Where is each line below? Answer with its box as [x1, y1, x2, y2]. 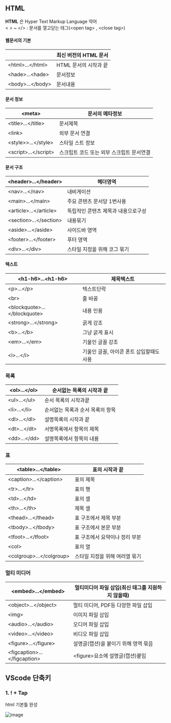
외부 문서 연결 [59, 130, 91, 137]
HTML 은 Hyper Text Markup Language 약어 [5, 18, 97, 25]
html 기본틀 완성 [5, 702, 38, 708]
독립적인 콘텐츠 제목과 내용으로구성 [67, 207, 147, 214]
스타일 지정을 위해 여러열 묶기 [74, 553, 141, 560]
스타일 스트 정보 [59, 139, 95, 146]
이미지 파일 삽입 [73, 611, 109, 618]
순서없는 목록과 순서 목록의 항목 [44, 406, 116, 413]
